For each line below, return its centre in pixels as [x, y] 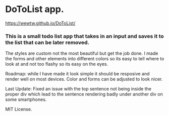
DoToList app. [35, 9]
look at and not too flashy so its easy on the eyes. [57, 64]
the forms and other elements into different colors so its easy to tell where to [85, 59]
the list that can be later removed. [47, 42]
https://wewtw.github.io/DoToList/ [40, 23]
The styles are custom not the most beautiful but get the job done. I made [82, 53]
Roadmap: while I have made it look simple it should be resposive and [77, 74]
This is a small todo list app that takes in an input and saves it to [84, 36]
